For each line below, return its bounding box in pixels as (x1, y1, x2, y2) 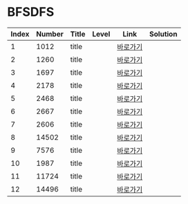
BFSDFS (7, 4, 55, 20)
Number (36, 29, 64, 39)
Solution (149, 29, 178, 39)
